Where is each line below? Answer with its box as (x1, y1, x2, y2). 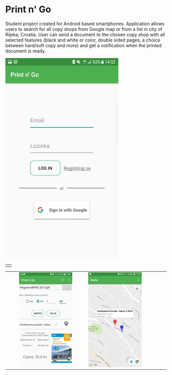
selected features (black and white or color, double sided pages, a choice (5, 37, 160, 43)
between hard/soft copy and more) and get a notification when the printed (5, 42, 162, 48)
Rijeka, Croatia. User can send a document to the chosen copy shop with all (5, 31, 165, 37)
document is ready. (5, 48, 46, 54)
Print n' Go (5, 4, 51, 15)
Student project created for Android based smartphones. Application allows (5, 21, 165, 27)
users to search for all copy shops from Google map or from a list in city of (5, 26, 163, 32)
